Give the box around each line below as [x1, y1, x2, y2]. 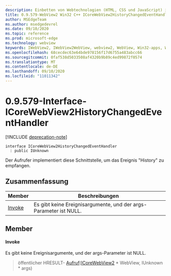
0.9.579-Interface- [5, 96, 87, 107]
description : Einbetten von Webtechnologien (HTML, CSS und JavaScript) [5, 7, 163, 13]
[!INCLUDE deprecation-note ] [5, 134, 68, 140]
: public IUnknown [10, 148, 49, 153]
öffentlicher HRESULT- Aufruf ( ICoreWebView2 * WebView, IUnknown [17, 260, 163, 266]
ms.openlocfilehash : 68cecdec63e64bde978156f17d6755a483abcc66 [5, 50, 142, 55]
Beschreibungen [78, 192, 119, 199]
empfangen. [5, 162, 31, 168]
